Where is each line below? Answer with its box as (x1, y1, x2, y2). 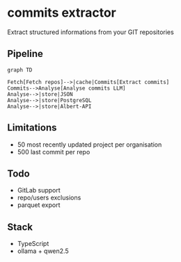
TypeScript (17, 240, 49, 248)
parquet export (17, 201, 61, 209)
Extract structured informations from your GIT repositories (7, 28, 174, 36)
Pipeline (7, 48, 44, 60)
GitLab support (17, 186, 61, 195)
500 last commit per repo (17, 147, 90, 156)
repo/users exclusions (17, 193, 81, 202)
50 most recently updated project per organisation (17, 140, 162, 149)
